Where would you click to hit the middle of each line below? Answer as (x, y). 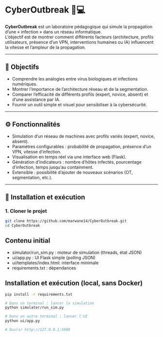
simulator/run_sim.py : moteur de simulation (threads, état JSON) (77, 252)
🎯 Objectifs (22, 67)
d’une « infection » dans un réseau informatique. (53, 32)
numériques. (25, 84)
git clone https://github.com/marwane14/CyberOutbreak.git (66, 221)
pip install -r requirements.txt (39, 294)
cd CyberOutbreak (23, 226)
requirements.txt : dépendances (44, 268)
